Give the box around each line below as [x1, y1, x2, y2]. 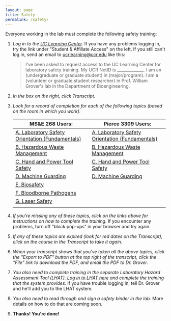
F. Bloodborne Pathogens [15, 190, 76, 197]
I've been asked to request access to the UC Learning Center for [25, 62, 161, 68]
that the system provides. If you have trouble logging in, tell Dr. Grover [12, 280, 160, 286]
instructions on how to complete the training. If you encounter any [12, 218, 152, 224]
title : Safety [5, 12, 36, 17]
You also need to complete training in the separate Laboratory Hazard [12, 270, 160, 276]
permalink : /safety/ [5, 17, 49, 22]
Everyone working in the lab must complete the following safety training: [5, 31, 157, 37]
